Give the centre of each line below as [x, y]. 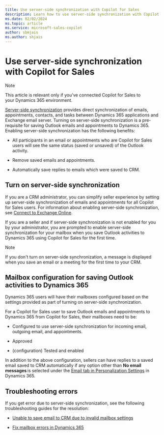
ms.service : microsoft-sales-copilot [44, 28]
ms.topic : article [24, 23]
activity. [20, 150]
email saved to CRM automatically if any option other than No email [73, 365]
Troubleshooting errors [41, 391]
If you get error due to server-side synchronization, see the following [75, 403]
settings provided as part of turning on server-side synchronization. [74, 302]
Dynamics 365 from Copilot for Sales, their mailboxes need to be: [71, 317]
